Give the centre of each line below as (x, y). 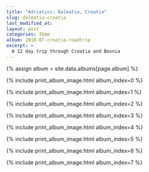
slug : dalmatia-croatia (36, 18)
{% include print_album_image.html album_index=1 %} (74, 92)
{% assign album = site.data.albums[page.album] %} (72, 68)
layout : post (23, 29)
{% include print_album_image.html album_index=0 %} (75, 80)
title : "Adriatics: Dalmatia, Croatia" (57, 12)
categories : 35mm (28, 35)
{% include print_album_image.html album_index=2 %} (75, 104)
